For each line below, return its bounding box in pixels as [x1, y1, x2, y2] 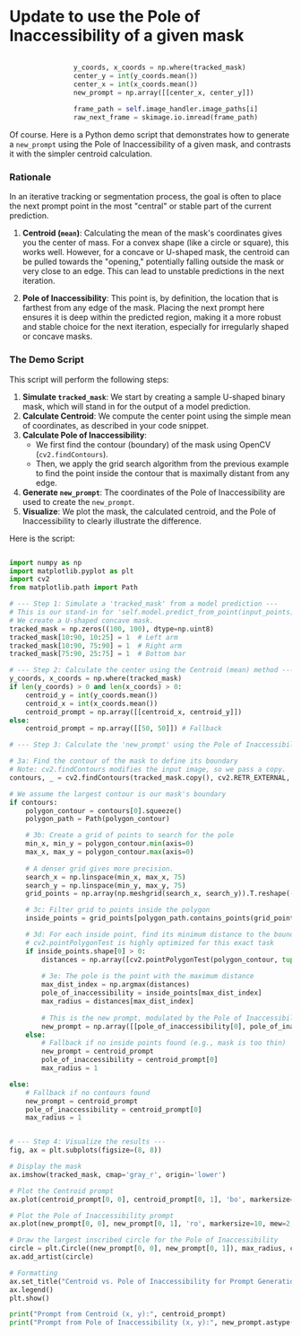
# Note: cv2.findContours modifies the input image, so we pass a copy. [9, 765, 287, 774]
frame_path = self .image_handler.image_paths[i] [73, 105, 258, 114]
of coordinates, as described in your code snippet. [21, 420, 209, 430]
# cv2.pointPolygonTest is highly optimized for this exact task [25, 938, 275, 947]
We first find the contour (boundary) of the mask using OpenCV [35, 438, 271, 450]
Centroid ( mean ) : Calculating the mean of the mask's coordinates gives [21, 227, 282, 239]
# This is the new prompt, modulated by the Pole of [41, 1013, 243, 1022]
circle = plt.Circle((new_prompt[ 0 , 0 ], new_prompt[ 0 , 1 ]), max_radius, [9, 1244, 287, 1253]
